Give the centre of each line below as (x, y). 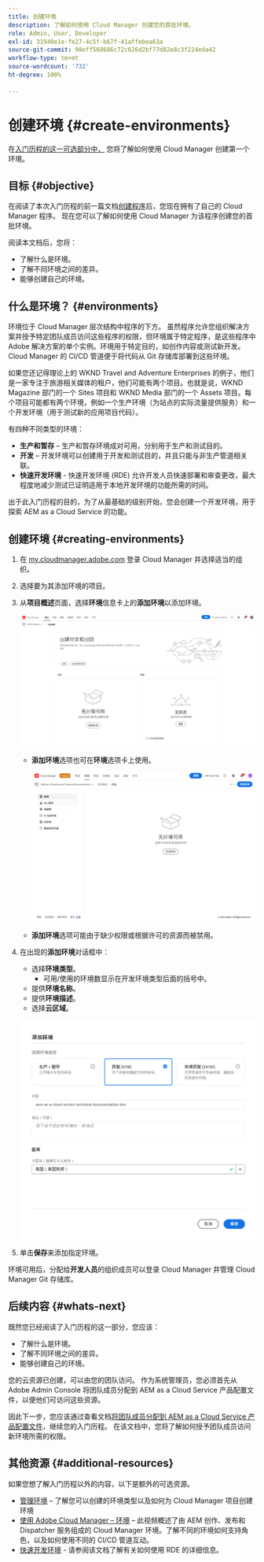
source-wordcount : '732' (49, 67)
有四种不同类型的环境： (46, 429)
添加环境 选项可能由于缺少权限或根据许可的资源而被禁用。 (124, 935)
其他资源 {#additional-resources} (91, 1463)
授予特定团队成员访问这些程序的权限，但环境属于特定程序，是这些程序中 (139, 337)
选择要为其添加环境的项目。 (64, 586)
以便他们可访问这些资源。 (63, 1399)
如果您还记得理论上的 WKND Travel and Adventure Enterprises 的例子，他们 (131, 373)
